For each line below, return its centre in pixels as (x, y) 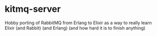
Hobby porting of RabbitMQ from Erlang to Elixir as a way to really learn (78, 23)
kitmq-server (33, 9)
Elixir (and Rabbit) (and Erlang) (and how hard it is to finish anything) (75, 28)
